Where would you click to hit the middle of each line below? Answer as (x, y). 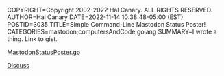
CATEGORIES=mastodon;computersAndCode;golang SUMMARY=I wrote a (112, 31)
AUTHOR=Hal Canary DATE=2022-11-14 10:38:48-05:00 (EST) (95, 17)
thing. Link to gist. (33, 39)
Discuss (18, 65)
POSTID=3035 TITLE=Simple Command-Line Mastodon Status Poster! (107, 24)
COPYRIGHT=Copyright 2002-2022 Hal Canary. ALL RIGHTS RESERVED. (110, 10)
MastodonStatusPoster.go (44, 52)
